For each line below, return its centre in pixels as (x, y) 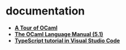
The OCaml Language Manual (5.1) (59, 34)
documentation (45, 11)
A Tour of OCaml (36, 28)
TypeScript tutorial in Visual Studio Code (67, 40)
